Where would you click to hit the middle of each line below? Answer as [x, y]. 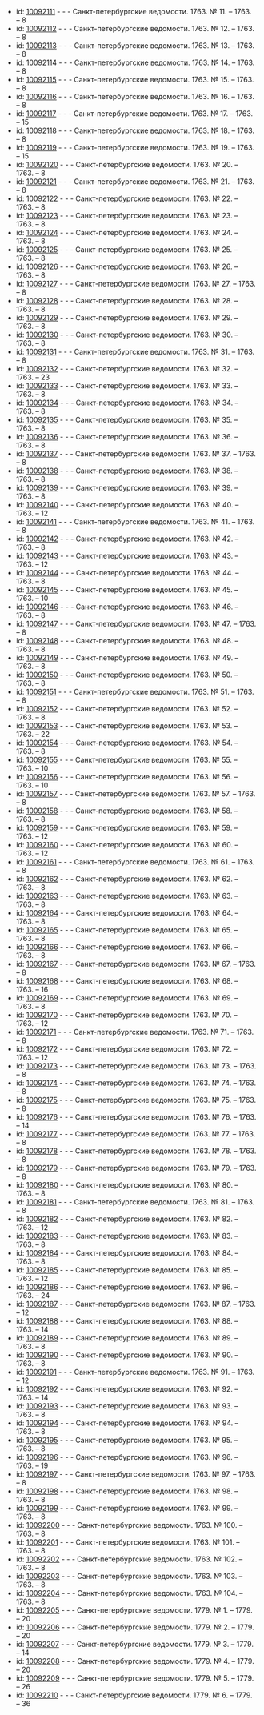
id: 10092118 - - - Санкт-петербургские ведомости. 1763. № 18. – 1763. [135, 130]
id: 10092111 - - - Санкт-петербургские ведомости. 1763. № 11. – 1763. [134, 12]
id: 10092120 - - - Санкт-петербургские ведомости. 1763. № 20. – [127, 164]
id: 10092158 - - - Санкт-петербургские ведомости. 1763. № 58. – [127, 811]
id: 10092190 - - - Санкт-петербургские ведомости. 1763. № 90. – [127, 1355]
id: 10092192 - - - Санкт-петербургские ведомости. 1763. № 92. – [127, 1389]
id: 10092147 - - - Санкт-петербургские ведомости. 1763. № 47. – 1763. [136, 624]
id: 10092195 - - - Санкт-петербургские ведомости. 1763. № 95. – [127, 1440]
